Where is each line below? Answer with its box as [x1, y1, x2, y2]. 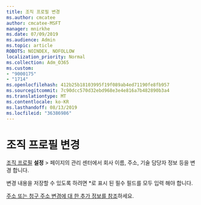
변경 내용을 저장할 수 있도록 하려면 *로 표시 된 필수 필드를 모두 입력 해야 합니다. [6, 180, 193, 187]
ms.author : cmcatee [6, 15, 56, 21]
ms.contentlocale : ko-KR [6, 99, 69, 105]
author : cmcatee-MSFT [6, 20, 61, 26]
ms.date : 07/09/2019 [6, 31, 59, 37]
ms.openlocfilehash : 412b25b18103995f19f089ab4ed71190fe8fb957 [6, 82, 170, 88]
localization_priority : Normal [6, 54, 86, 60]
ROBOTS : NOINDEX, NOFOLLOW [6, 48, 75, 54]
